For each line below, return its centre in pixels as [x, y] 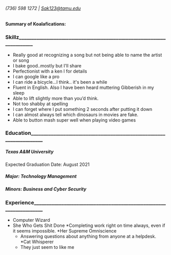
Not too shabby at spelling [40, 104]
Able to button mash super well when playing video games [74, 120]
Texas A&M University [29, 152]
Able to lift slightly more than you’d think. [55, 98]
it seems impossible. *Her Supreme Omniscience [65, 231]
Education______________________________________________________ [85, 133]
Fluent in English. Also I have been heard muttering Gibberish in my [83, 87]
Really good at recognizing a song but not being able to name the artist [87, 55]
